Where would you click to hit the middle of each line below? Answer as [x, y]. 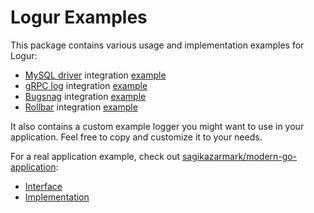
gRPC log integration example [86, 85]
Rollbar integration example [81, 107]
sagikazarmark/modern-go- [239, 156]
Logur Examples [79, 17]
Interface [43, 186]
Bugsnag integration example [85, 96]
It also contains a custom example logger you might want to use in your [157, 126]
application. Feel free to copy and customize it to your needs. [136, 137]
